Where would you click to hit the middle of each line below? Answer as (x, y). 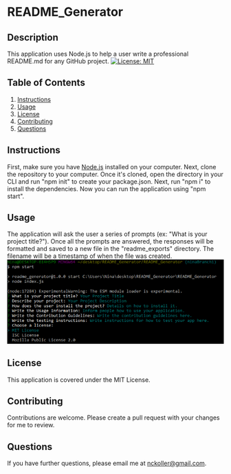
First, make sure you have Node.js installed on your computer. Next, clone (112, 166)
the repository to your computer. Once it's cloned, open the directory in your (115, 174)
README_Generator (65, 12)
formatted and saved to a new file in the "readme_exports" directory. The (111, 249)
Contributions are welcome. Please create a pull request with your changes (113, 418)
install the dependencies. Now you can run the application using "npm (107, 188)
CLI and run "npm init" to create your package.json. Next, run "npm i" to (109, 181)
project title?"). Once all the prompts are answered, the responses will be (110, 241)
